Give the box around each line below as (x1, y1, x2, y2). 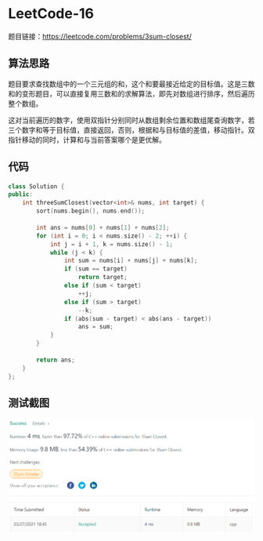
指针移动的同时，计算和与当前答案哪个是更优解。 (8, 135, 166, 144)
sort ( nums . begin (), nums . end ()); (36, 207, 146, 216)
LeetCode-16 (8, 5, 95, 23)
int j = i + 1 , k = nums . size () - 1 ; (49, 240, 174, 248)
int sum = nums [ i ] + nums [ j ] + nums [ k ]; (63, 256, 198, 265)
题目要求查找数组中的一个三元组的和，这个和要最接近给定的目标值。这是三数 (8, 79, 255, 89)
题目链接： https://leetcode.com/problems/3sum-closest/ (8, 31, 192, 41)
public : (8, 191, 34, 198)
